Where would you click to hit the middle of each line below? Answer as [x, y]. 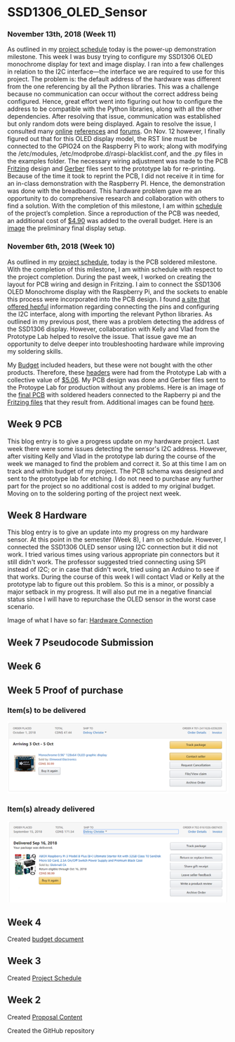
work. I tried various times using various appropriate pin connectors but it [113, 554]
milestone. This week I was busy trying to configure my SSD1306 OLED [110, 57]
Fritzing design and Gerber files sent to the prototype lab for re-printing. [112, 168]
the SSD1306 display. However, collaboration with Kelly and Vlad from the [113, 329]
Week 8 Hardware [47, 515]
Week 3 [24, 961]
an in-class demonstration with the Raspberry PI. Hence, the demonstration [116, 184]
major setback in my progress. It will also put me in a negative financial [109, 592]
